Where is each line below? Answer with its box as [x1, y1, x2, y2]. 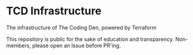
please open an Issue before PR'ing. [32, 42, 121, 49]
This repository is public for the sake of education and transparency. [6, 35, 175, 42]
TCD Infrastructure [6, 4, 102, 18]
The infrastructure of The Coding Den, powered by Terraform [6, 24, 157, 31]
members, [6, 42, 32, 49]
